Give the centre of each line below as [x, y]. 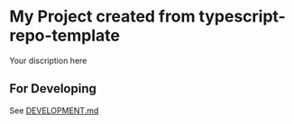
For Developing [53, 89]
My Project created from [102, 17]
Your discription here [48, 60]
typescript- [242, 17]
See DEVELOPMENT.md [54, 111]
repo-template [64, 35]
